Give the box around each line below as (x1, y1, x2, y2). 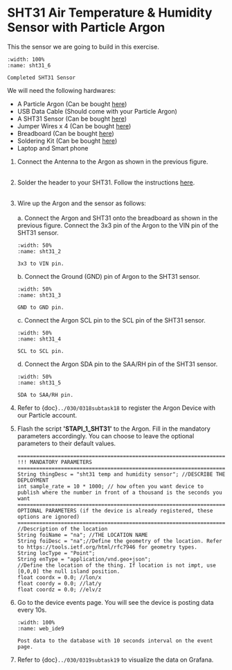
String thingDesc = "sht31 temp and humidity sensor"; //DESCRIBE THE (17, 470, 226, 478)
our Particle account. (17, 411, 78, 419)
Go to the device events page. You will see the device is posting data (17, 598, 214, 606)
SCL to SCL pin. (17, 347, 64, 354)
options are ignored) (17, 513, 80, 520)
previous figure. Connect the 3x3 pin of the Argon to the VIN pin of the (17, 221, 219, 230)
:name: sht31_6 (7, 62, 51, 69)
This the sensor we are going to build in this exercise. (7, 42, 159, 51)
